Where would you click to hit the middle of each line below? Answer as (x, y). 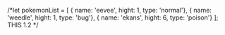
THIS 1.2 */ (23, 25)
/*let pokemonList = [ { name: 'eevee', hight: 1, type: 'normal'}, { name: (109, 10)
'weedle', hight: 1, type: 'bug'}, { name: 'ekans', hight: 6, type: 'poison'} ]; (113, 17)
